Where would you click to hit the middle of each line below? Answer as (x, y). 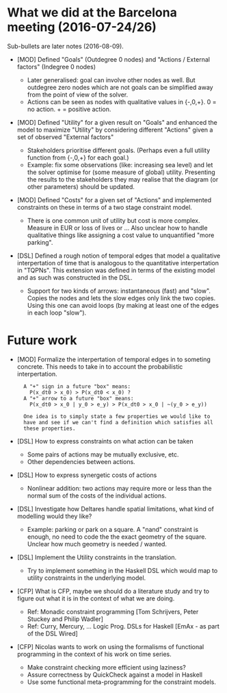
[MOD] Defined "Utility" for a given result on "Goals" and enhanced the (117, 122)
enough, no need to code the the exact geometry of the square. (117, 537)
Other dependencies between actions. (81, 461)
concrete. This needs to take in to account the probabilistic (100, 366)
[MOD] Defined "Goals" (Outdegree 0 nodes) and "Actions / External (113, 59)
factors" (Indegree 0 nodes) (56, 66)
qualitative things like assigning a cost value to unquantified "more (121, 235)
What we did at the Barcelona (92, 13)
